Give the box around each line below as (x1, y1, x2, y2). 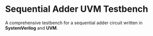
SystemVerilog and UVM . (5, 25, 58, 31)
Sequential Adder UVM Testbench (5, 3, 149, 15)
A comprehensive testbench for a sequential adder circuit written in (5, 20, 143, 26)
